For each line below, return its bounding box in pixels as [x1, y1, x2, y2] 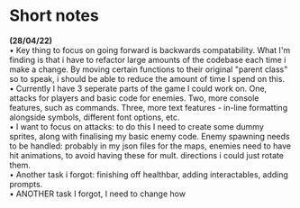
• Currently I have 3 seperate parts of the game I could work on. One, [9, 83, 268, 94]
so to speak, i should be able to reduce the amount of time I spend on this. [9, 73, 286, 84]
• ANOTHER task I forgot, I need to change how [9, 188, 186, 199]
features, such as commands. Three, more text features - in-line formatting [9, 102, 288, 113]
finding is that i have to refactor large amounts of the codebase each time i [9, 54, 286, 65]
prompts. [9, 178, 43, 189]
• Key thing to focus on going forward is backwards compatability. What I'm [9, 44, 291, 55]
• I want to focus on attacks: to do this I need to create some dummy [9, 121, 264, 131]
